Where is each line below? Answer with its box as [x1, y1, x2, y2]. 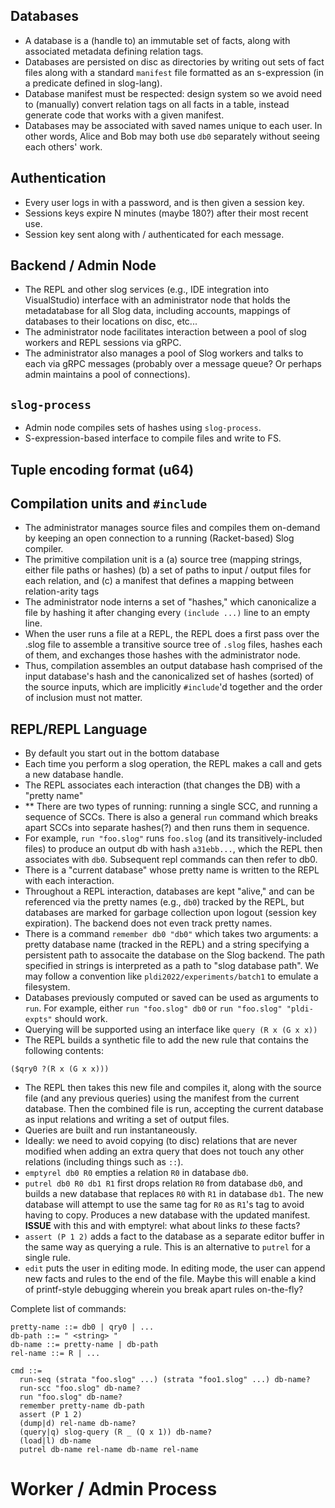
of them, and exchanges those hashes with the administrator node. [24, 649, 301, 661]
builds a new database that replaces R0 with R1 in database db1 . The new [24, 1188, 324, 1200]
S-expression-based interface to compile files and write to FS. [24, 432, 282, 444]
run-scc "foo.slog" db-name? [19, 1384, 141, 1394]
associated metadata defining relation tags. [24, 45, 204, 57]
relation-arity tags [24, 585, 100, 598]
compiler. [24, 543, 64, 555]
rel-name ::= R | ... [10, 1349, 101, 1359]
